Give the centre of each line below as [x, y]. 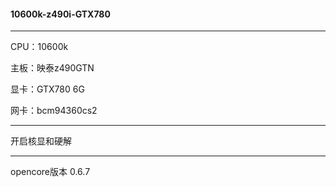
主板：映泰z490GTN [52, 68]
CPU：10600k [39, 47]
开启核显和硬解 [41, 141]
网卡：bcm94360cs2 [54, 111]
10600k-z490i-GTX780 [60, 14]
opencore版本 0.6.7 [50, 172]
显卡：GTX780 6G [47, 89]
